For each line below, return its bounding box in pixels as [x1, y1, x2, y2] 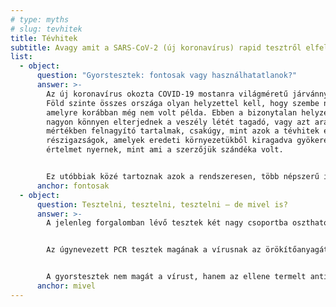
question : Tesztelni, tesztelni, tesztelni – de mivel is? [36, 199, 288, 210]
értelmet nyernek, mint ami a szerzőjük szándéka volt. [46, 145, 284, 155]
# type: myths [10, 14, 70, 25]
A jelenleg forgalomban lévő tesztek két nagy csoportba [46, 218, 288, 228]
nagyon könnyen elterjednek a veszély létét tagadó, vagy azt [46, 117, 311, 127]
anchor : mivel [36, 281, 97, 291]
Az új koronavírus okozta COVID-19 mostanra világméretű [46, 89, 288, 99]
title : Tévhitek [10, 33, 78, 43]
